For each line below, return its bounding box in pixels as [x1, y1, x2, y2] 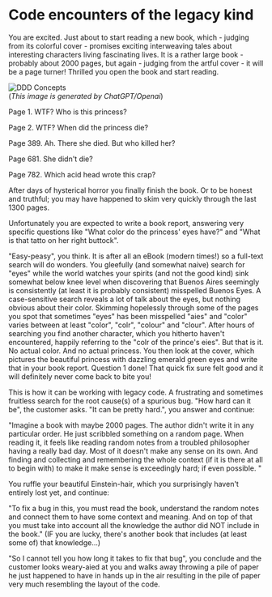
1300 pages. [8, 203, 50, 212]
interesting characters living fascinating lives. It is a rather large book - [8, 49, 244, 59]
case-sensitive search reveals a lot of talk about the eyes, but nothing [8, 294, 241, 304]
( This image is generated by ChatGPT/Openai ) [8, 91, 164, 100]
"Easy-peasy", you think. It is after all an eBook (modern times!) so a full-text [8, 251, 264, 261]
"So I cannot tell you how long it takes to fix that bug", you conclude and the [8, 553, 262, 563]
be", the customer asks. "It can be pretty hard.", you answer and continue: [8, 404, 255, 414]
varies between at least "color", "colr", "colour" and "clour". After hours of [8, 320, 255, 330]
